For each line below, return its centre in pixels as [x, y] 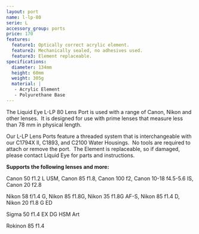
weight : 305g [28, 78]
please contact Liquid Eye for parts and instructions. [71, 155]
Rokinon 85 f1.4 [25, 226]
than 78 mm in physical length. [44, 124]
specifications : [26, 61]
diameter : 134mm [32, 67]
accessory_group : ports [36, 28]
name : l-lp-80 [24, 17]
